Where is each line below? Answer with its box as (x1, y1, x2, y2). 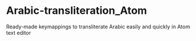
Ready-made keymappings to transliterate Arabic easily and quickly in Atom (6, 23, 191, 30)
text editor (6, 29, 31, 36)
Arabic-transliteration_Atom (6, 4, 148, 17)
